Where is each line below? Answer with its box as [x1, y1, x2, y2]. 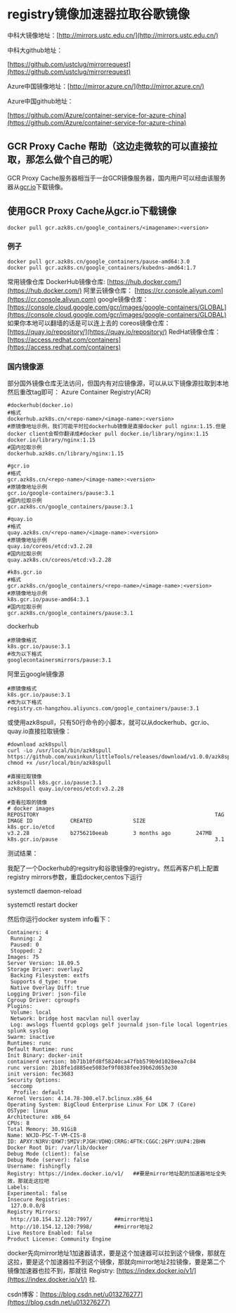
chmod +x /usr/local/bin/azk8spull [7, 760, 112, 767]
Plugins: [7, 1003, 33, 1010]
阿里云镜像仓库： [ [83, 286, 137, 295]
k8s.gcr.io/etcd [7, 824, 55, 831]
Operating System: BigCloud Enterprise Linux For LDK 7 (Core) [7, 1101, 197, 1108]
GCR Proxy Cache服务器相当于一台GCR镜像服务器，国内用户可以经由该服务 [7, 174, 226, 182]
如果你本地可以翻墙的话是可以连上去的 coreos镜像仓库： [7, 318, 171, 327]
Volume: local [10, 1009, 52, 1016]
